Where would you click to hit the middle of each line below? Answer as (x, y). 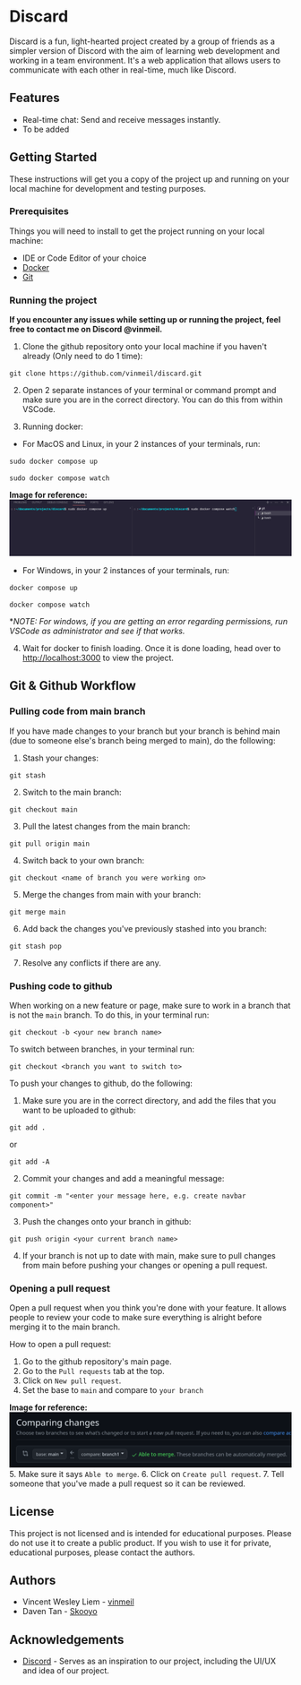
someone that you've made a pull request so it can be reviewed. (128, 1483)
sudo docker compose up (54, 462)
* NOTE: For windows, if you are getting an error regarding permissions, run (149, 622)
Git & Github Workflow (73, 686)
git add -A (30, 1162)
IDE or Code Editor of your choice (84, 258)
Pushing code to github (61, 985)
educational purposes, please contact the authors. (102, 1552)
